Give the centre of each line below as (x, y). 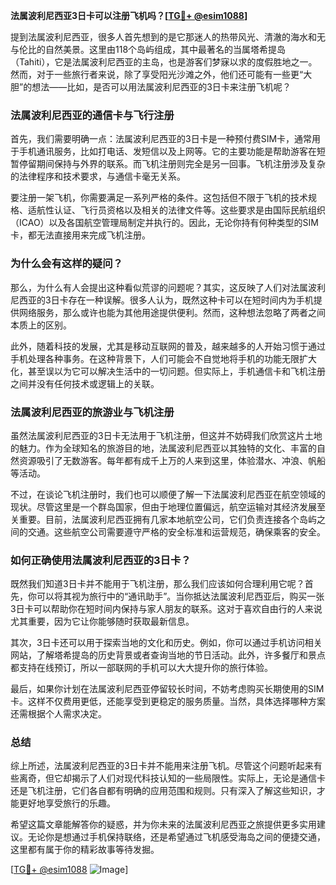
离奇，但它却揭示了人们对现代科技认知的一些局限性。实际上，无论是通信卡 (172, 778)
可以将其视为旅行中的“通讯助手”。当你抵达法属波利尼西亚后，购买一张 (180, 596)
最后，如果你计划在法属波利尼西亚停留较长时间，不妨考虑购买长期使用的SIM (167, 689)
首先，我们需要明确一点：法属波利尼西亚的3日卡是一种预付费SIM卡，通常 (161, 139)
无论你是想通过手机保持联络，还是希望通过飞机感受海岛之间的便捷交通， (176, 837)
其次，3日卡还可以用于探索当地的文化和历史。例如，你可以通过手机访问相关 (166, 643)
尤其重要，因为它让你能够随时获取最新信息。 (102, 621)
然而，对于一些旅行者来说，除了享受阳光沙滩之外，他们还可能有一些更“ (157, 74)
